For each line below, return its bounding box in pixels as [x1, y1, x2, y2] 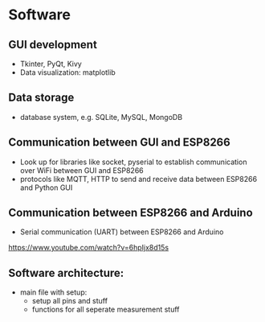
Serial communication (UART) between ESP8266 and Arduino [19, 227, 224, 237]
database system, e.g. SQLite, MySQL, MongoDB [19, 112, 183, 122]
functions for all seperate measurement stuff [31, 304, 180, 315]
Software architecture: [8, 266, 124, 279]
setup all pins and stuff [31, 296, 108, 306]
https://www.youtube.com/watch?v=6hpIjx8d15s [8, 243, 169, 253]
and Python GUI [19, 183, 73, 192]
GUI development [8, 38, 98, 52]
